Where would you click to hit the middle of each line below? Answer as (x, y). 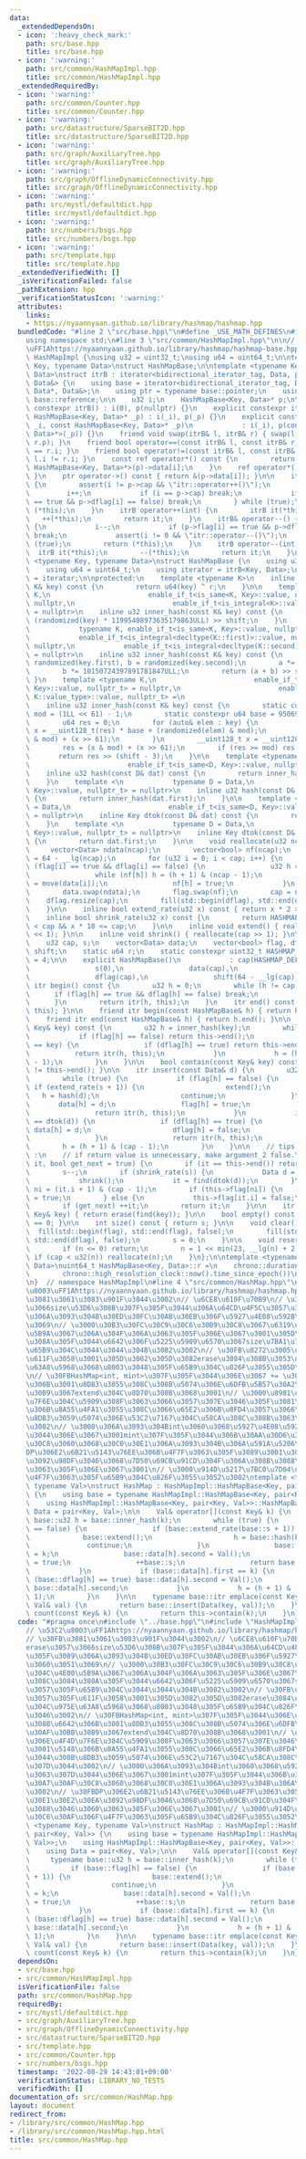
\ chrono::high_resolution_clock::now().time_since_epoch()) (158, 1274)
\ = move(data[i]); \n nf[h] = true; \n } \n (161, 884)
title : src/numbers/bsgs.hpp (81, 238)
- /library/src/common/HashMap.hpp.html (87, 2131)
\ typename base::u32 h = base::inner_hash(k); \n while (156, 1860)
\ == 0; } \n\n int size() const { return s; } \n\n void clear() (163, 1223)
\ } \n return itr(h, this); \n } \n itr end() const (161, 1002)
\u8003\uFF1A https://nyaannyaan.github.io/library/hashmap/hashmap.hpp (164, 1291)
